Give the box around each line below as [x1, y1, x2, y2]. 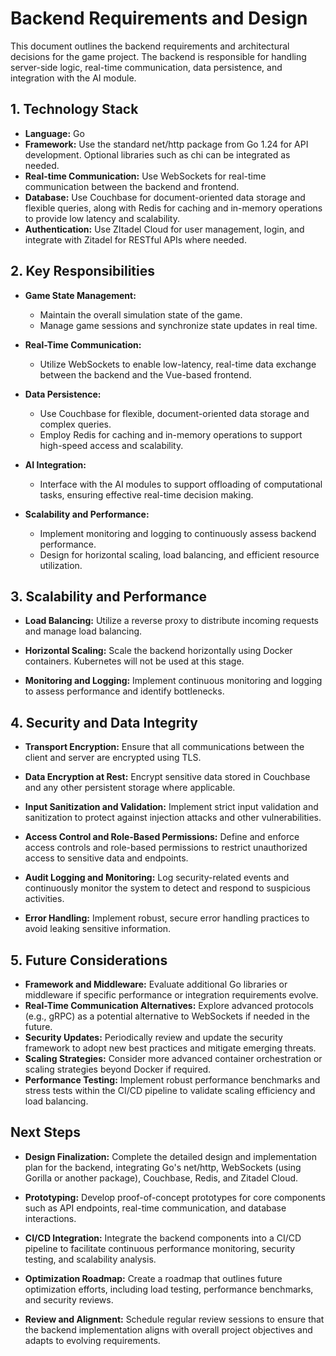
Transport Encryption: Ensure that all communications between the [24, 741, 305, 753]
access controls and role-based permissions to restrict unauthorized [24, 842, 308, 854]
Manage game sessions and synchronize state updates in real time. [39, 319, 318, 331]
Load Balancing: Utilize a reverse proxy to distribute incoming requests [24, 615, 319, 627]
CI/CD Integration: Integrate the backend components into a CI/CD [24, 1232, 302, 1244]
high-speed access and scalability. [39, 439, 184, 451]
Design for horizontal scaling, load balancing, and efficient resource [39, 548, 320, 561]
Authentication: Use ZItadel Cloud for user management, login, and [24, 223, 305, 235]
